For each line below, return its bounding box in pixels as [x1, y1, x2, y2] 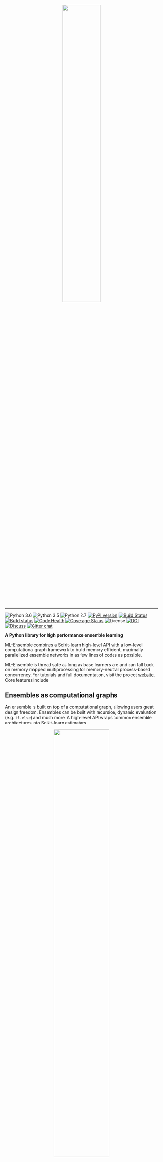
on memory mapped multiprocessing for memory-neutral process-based [5, 667, 150, 672]
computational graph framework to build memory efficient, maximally [5, 647, 143, 652]
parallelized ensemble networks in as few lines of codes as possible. [5, 652, 142, 658]
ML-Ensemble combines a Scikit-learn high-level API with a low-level [5, 642, 143, 648]
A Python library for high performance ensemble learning [5, 632, 123, 638]
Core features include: [5, 677, 50, 683]
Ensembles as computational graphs [5, 691, 118, 700]
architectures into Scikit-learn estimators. [5, 720, 88, 725]
